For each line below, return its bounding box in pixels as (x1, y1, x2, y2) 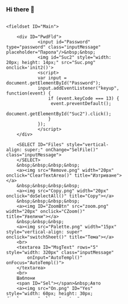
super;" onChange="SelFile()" (24, 147, 99, 153)
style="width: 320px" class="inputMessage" (6, 249, 114, 256)
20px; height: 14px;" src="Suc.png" (6, 60, 96, 66)
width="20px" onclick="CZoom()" (6, 208, 85, 215)
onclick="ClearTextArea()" (6, 173, 72, 178)
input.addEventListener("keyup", (37, 85, 119, 92)
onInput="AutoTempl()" (27, 255, 83, 261)
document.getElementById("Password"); (6, 80, 101, 86)
